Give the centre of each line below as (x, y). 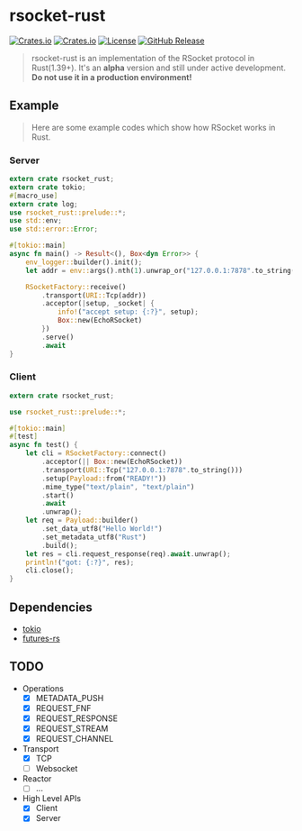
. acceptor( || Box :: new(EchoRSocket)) (112, 462)
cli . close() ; (50, 571)
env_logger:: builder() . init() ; (84, 262)
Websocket (57, 769)
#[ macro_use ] (34, 196)
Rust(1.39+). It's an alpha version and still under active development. (158, 68)
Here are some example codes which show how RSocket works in (153, 127)
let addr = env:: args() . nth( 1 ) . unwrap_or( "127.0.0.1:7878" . (140, 270)
